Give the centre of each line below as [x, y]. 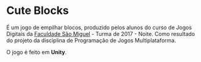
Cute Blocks [38, 11]
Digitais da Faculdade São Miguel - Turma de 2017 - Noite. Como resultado [101, 33]
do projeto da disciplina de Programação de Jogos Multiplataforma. [91, 40]
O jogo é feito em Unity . [37, 52]
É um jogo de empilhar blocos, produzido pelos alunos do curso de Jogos [99, 27]
